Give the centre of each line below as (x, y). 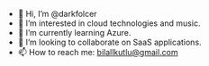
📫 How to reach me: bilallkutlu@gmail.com (98, 52)
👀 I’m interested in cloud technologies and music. (109, 23)
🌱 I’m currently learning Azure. (74, 33)
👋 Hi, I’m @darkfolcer (57, 14)
